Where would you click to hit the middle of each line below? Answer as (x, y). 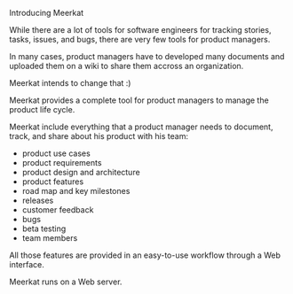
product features (53, 182)
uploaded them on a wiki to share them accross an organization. (127, 66)
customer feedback (58, 210)
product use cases (56, 153)
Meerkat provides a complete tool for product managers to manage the (139, 100)
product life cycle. (42, 109)
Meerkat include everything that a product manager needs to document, (141, 127)
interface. (27, 264)
